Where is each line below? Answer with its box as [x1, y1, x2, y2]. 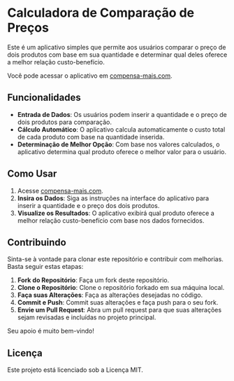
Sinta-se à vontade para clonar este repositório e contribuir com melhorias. [7, 255, 224, 263]
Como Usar [7, 168, 57, 180]
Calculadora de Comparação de [7, 5, 195, 21]
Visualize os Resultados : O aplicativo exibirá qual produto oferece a [17, 209, 214, 217]
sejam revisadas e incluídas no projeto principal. [17, 313, 156, 321]
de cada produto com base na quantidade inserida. [17, 132, 165, 141]
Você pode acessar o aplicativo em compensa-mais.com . [7, 71, 173, 80]
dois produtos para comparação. [17, 118, 112, 126]
